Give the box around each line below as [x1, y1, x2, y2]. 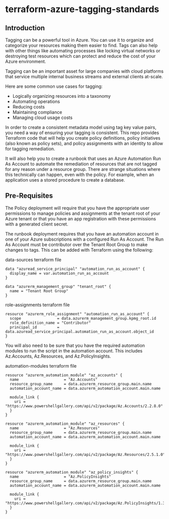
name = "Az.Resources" [10, 425, 100, 431]
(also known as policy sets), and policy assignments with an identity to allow [5, 140, 163, 146]
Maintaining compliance [12, 109, 62, 115]
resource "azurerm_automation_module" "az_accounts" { [5, 372, 123, 378]
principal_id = [10, 324, 59, 330]
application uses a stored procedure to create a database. [5, 177, 125, 183]
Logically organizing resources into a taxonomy [12, 93, 111, 99]
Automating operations [12, 98, 60, 104]
